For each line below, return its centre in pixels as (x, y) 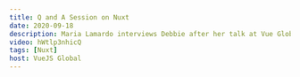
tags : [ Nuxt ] (33, 50)
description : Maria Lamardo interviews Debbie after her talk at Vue (142, 34)
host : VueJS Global (46, 58)
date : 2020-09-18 (42, 26)
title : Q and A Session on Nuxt (69, 17)
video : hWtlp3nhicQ (46, 42)
